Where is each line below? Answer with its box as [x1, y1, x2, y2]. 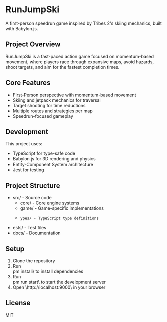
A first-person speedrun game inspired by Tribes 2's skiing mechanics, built [5, 20, 162, 26]
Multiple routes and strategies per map [12, 108, 93, 114]
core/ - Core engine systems [20, 200, 79, 206]
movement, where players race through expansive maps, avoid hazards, [5, 59, 154, 65]
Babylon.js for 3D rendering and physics [12, 156, 96, 162]
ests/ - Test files [12, 225, 47, 231]
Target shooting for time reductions [12, 102, 86, 108]
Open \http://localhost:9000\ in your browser [12, 284, 106, 290]
